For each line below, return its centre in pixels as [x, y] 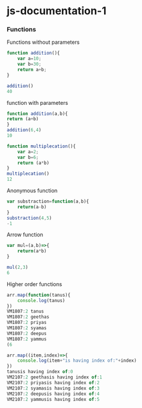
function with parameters [38, 102]
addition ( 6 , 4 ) [24, 130]
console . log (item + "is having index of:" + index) [77, 361]
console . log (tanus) [41, 300]
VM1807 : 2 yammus [27, 339]
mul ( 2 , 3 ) [17, 268]
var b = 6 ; [28, 157]
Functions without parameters [43, 42]
